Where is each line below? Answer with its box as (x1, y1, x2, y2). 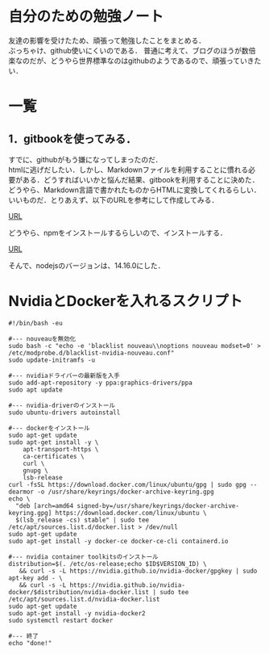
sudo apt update (8, 385, 63, 394)
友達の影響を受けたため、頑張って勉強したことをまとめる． (8, 36, 206, 45)
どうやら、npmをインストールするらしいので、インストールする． (8, 228, 227, 237)
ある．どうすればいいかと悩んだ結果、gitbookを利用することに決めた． (22, 174, 259, 184)
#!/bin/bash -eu (8, 319, 63, 327)
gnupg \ (23, 466, 48, 475)
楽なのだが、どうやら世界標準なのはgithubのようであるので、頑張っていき (8, 56, 255, 65)
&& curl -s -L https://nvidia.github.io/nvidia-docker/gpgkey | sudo (19, 567, 258, 575)
